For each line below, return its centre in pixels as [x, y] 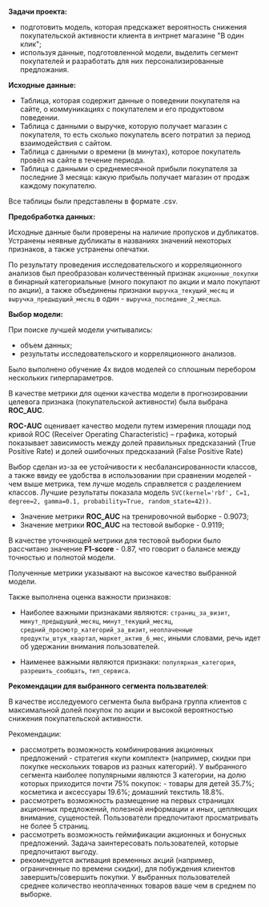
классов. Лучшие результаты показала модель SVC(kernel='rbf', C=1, [129, 492]
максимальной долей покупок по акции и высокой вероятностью [121, 710]
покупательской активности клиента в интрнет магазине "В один [132, 36]
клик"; [31, 44]
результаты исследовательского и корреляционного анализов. [128, 354]
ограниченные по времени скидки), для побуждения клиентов [127, 869]
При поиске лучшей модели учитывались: [81, 330]
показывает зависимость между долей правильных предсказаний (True [132, 443]
